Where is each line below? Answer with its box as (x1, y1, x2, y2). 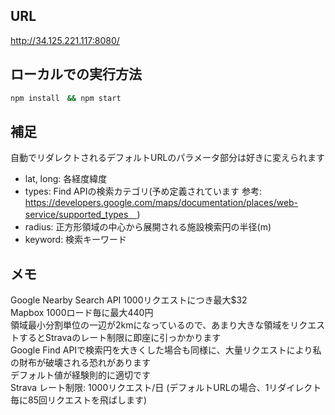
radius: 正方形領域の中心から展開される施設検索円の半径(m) (24, 221, 272, 233)
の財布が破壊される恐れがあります (10, 357, 151, 369)
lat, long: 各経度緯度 (24, 173, 108, 185)
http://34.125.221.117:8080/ (10, 34, 120, 46)
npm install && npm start (10, 93, 122, 103)
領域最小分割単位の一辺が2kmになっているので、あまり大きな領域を (10, 319, 291, 331)
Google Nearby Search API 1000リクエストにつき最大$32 (10, 294, 248, 306)
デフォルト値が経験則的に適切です (10, 369, 151, 381)
